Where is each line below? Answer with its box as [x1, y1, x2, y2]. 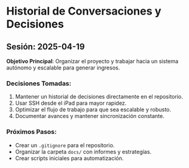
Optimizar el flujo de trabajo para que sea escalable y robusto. [15, 106, 171, 113]
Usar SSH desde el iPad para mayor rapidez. [15, 99, 127, 107]
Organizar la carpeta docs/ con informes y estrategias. [15, 148, 152, 155]
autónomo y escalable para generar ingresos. [6, 64, 120, 71]
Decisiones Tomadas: [6, 79, 72, 88]
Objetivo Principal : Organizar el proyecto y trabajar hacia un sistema [6, 58, 179, 65]
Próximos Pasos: [6, 128, 57, 136]
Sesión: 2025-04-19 [6, 41, 85, 52]
